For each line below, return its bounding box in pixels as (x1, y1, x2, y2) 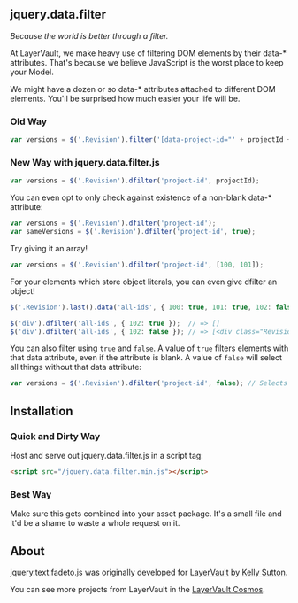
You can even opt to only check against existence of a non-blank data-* (10, 192, 272, 203)
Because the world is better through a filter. (10, 30, 169, 41)
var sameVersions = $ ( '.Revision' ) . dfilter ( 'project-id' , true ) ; (10, 228, 256, 236)
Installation (10, 403, 73, 419)
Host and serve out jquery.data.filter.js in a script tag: (10, 450, 204, 460)
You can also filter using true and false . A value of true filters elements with (10, 343, 289, 353)
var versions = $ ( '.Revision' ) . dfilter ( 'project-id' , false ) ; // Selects (10, 379, 288, 388)
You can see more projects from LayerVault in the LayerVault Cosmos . (10, 584, 266, 594)
